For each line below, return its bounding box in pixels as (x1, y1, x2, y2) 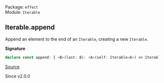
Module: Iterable (5, 9, 41, 15)
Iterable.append (5, 23, 55, 32)
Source (5, 64, 20, 69)
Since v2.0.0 (5, 73, 30, 79)
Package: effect (5, 4, 39, 10)
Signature (5, 46, 26, 51)
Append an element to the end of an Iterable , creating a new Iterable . (5, 36, 148, 42)
